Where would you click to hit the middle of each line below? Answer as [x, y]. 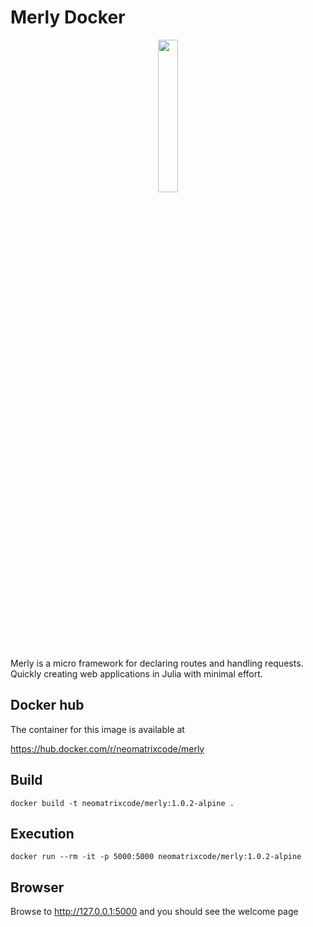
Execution [42, 833]
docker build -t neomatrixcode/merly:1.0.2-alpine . [122, 803]
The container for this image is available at [97, 729]
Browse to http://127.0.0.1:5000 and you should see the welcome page [154, 912]
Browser [37, 887]
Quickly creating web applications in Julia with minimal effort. [136, 673]
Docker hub [47, 705]
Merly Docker [68, 17]
